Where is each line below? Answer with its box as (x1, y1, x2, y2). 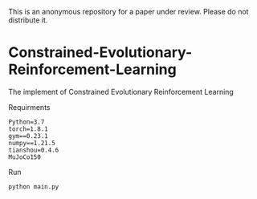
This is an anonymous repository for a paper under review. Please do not (8, 7, 249, 16)
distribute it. (8, 15, 48, 25)
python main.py (8, 182, 59, 191)
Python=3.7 (8, 118, 45, 126)
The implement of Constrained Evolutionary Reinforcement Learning (8, 87, 235, 96)
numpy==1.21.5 (8, 139, 56, 147)
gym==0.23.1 (8, 132, 48, 140)
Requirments (8, 102, 51, 112)
